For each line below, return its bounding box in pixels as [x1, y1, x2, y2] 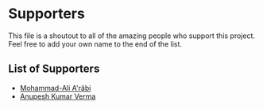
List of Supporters [8, 62, 100, 76]
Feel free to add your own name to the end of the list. [8, 39, 183, 48]
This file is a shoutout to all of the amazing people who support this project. [8, 31, 256, 40]
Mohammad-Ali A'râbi [19, 83, 91, 92]
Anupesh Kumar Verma [19, 92, 96, 101]
